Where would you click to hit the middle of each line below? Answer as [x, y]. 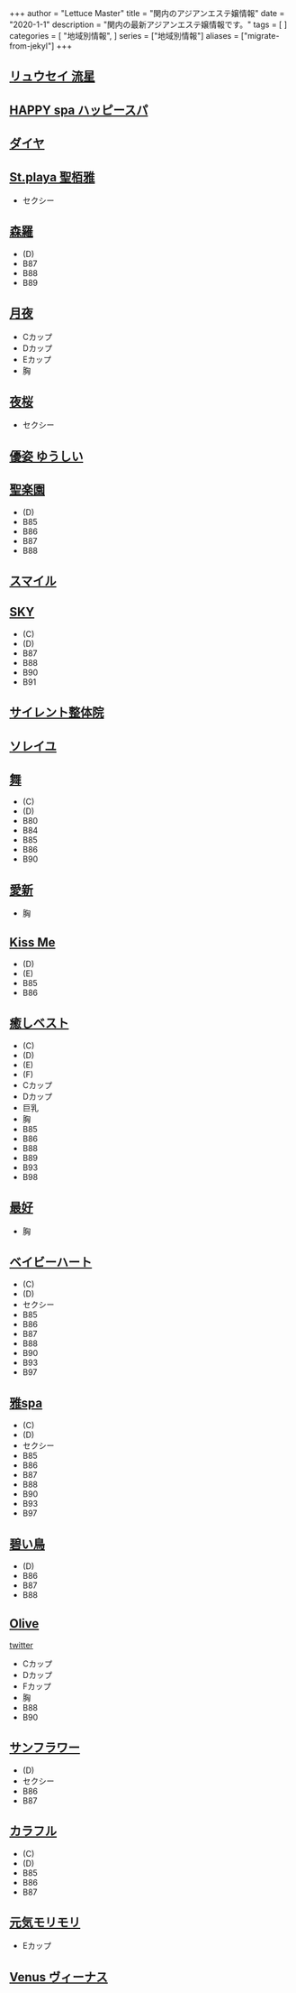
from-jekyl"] [32, 46]
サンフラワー [45, 1748]
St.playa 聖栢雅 [52, 177]
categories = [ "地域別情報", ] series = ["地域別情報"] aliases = [124, 36]
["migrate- [260, 36]
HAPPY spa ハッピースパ [79, 110]
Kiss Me [32, 942]
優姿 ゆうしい [46, 456]
